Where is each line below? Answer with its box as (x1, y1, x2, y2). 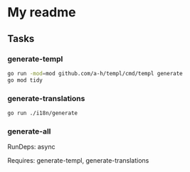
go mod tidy (7, 76, 43, 84)
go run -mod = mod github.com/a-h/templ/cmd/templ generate (7, 70, 183, 77)
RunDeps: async (7, 143, 56, 151)
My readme (7, 4, 76, 21)
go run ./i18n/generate (7, 109, 78, 117)
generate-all (7, 126, 51, 136)
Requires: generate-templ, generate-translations (7, 156, 149, 165)
